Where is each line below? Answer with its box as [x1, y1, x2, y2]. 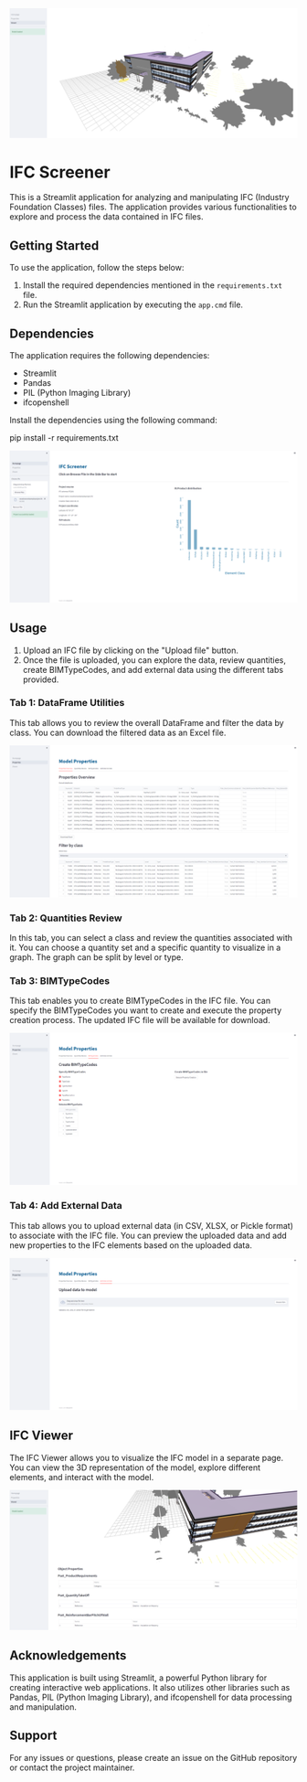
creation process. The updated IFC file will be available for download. [9, 1015, 271, 1026]
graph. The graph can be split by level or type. [9, 951, 185, 963]
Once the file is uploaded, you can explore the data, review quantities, [22, 654, 286, 666]
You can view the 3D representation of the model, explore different [9, 1462, 261, 1473]
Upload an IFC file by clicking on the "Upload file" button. [22, 645, 239, 656]
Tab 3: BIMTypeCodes [9, 974, 111, 987]
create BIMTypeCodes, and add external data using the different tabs [22, 664, 284, 675]
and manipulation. [9, 1701, 78, 1713]
